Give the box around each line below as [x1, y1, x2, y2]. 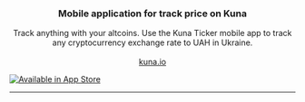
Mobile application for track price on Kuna [57, 7, 248, 20]
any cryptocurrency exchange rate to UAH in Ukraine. [52, 37, 253, 48]
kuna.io [139, 57, 166, 68]
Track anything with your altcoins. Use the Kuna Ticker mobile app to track [13, 28, 292, 39]
